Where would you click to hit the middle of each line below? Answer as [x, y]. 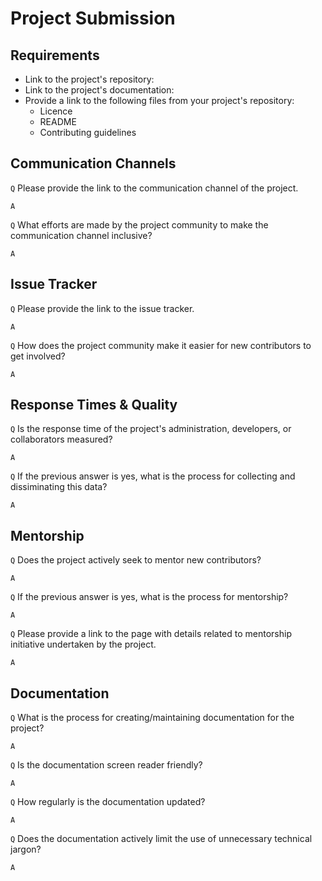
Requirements [55, 55]
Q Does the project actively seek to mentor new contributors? [136, 560]
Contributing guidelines [88, 132]
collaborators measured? [61, 439]
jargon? [26, 849]
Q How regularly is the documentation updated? [108, 802]
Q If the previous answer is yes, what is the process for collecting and [153, 476]
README [58, 121]
